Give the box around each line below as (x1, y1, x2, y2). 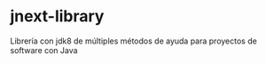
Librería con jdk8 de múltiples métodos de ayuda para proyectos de (10, 35, 258, 46)
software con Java (10, 44, 78, 55)
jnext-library (10, 6, 105, 27)
